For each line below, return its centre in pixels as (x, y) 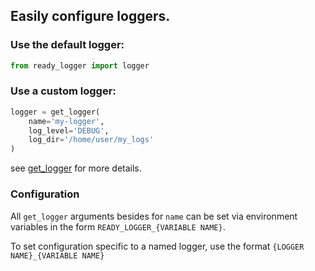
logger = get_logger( (55, 112)
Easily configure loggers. (90, 16)
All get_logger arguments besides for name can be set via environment (154, 216)
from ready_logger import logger (80, 65)
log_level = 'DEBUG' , (69, 130)
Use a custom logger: (63, 91)
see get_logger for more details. (76, 168)
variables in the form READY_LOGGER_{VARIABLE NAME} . (118, 226)
